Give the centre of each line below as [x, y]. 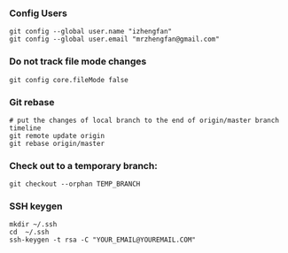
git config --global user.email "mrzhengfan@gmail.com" [114, 39]
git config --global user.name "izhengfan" [91, 32]
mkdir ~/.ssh [33, 225]
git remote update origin [57, 135]
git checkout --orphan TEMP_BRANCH [75, 184]
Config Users [39, 13]
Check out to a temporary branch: [83, 165]
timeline [25, 128]
